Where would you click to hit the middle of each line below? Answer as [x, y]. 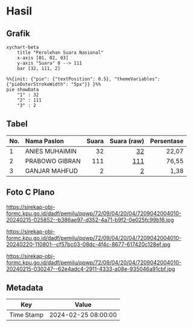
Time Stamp [27, 315]
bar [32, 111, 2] [39, 68]
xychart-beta [23, 47]
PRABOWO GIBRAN [53, 161]
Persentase [167, 141]
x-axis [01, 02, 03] [43, 58]
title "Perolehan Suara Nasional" [60, 53]
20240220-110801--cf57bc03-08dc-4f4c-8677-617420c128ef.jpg [88, 244]
